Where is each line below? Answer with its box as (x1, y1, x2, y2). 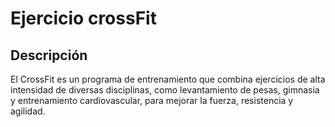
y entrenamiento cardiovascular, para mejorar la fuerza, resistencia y (10, 95, 294, 106)
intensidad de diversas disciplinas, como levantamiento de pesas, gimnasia (10, 84, 320, 96)
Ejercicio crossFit (10, 7, 157, 30)
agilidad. (10, 105, 46, 117)
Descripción (10, 47, 88, 64)
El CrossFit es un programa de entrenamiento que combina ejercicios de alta (10, 73, 326, 85)
